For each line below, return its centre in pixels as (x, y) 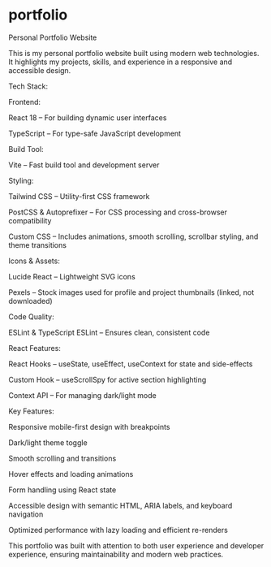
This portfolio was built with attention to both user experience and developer (136, 545)
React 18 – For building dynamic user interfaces (88, 117)
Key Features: (31, 411)
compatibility (30, 220)
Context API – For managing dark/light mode (82, 395)
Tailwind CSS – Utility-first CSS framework (79, 196)
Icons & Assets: (34, 261)
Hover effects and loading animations (71, 474)
